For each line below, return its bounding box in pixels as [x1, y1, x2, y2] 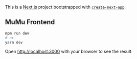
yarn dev [5, 40, 23, 45]
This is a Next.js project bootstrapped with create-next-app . [5, 4, 126, 10]
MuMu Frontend [5, 18, 55, 26]
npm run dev [5, 31, 29, 36]
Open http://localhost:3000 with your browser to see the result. [5, 48, 133, 55]
